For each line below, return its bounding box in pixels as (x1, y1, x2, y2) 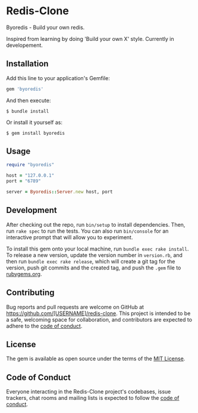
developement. (6, 42, 43, 49)
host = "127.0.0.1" (6, 173, 55, 179)
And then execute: (6, 97, 51, 104)
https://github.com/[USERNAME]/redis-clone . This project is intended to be (6, 310, 191, 317)
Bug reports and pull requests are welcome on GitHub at (6, 303, 144, 310)
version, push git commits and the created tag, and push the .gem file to (6, 264, 181, 271)
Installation (6, 59, 49, 69)
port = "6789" (6, 178, 42, 185)
